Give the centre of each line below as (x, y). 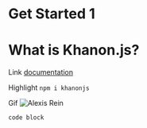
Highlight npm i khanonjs (49, 87)
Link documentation (41, 72)
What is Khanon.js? (74, 50)
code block (26, 118)
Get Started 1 (52, 14)
